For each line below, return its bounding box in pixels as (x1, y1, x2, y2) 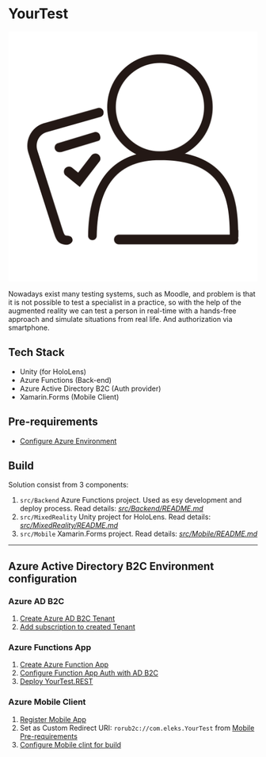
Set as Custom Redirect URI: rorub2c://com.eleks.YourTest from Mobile (19, 723, 255, 732)
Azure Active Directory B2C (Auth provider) (19, 384, 161, 393)
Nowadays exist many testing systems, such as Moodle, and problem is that (8, 289, 256, 298)
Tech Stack (8, 346, 65, 359)
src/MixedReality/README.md (19, 521, 119, 530)
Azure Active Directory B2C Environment (8, 560, 215, 573)
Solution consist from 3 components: (8, 480, 129, 490)
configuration (8, 572, 78, 585)
